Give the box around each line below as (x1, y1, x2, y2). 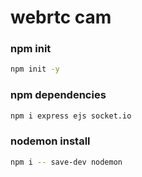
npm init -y (10, 64, 60, 75)
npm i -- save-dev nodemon (10, 157, 123, 167)
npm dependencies (10, 88, 107, 102)
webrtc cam (10, 6, 112, 29)
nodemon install (10, 134, 91, 148)
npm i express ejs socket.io (10, 111, 132, 121)
